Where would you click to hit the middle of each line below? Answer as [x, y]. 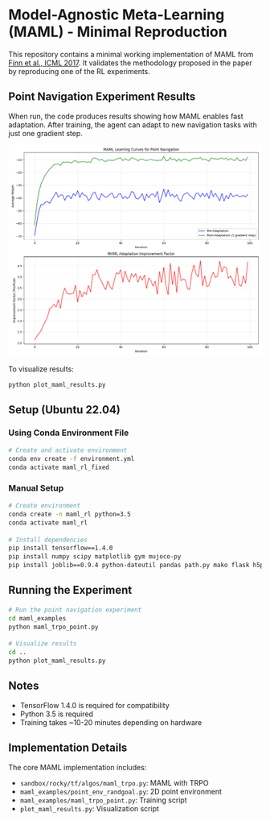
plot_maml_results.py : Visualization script [89, 808]
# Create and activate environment [68, 450]
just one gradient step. [45, 133]
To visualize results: [41, 369]
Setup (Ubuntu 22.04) [64, 410]
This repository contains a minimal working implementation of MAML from [131, 54]
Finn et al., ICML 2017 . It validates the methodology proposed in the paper [131, 63]
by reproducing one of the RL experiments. [80, 71]
